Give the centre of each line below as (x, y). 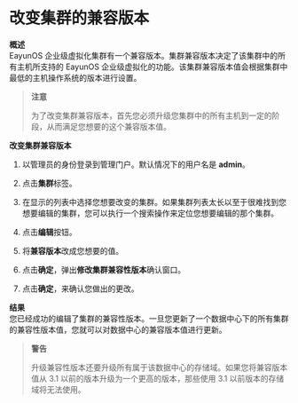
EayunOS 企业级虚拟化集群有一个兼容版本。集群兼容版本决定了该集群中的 (144, 55)
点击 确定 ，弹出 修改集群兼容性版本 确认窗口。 (104, 269)
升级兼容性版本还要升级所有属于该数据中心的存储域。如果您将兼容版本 (159, 367)
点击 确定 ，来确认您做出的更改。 (80, 288)
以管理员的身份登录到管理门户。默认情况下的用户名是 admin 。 (136, 164)
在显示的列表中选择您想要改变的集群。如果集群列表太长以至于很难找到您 (154, 201)
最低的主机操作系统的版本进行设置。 (75, 77)
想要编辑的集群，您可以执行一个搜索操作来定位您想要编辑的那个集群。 (150, 213)
